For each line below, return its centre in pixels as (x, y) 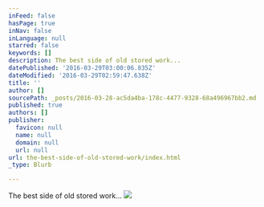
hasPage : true (32, 23)
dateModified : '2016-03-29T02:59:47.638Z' (80, 75)
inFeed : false (32, 16)
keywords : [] (30, 53)
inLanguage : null (37, 38)
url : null (32, 150)
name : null (34, 135)
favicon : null (39, 128)
